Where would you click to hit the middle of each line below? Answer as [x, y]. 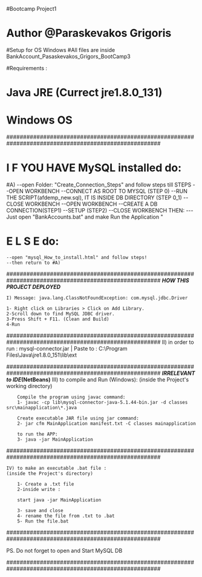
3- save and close [40, 510]
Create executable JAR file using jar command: [78, 418]
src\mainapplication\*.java [42, 407]
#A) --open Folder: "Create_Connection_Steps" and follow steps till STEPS [99, 185]
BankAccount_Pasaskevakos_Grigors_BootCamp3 [69, 56]
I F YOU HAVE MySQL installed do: [94, 168]
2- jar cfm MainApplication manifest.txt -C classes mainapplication [107, 423]
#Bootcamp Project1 [31, 9]
